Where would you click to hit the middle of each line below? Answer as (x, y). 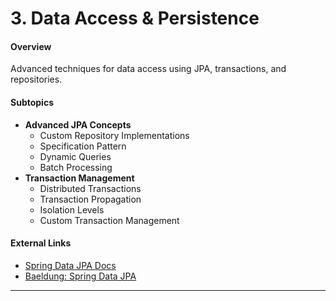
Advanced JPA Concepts (78, 124)
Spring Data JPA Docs (70, 265)
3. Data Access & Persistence (135, 18)
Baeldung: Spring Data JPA (80, 276)
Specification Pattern (83, 146)
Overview (31, 46)
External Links (41, 243)
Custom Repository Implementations (114, 135)
